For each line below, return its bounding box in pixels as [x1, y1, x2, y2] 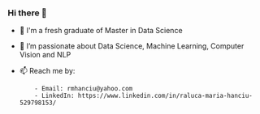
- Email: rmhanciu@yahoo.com [34, 85, 133, 93]
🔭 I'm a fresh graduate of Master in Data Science [19, 26, 184, 36]
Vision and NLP [19, 50, 71, 60]
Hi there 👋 [7, 7, 48, 19]
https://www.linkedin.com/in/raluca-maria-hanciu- [77, 92, 253, 100]
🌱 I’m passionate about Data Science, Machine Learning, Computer [19, 41, 245, 51]
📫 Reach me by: [19, 66, 76, 76]
